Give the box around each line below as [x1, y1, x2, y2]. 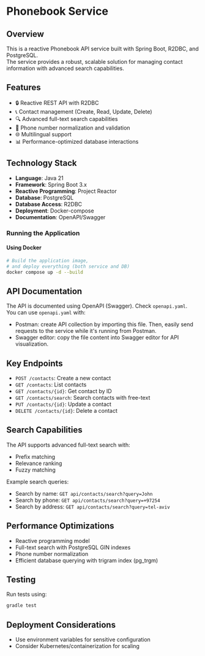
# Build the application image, [6, 257, 89, 264]
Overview [6, 29, 45, 39]
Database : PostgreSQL [15, 193, 74, 201]
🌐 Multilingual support [15, 130, 72, 138]
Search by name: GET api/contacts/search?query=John [15, 490, 153, 497]
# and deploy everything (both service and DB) [6, 263, 130, 270]
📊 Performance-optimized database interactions [15, 138, 139, 145]
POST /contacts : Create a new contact [15, 375, 111, 381]
